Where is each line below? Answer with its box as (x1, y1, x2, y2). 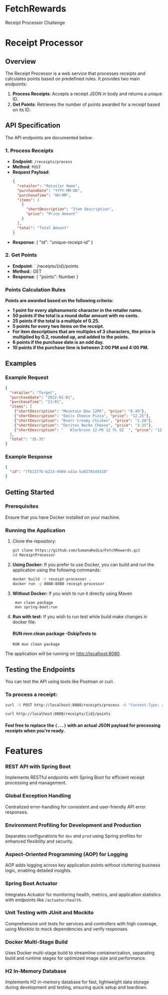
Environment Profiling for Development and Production (5, 822, 141, 829)
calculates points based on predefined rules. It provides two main (5, 76, 140, 82)
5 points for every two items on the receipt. (12, 323, 104, 329)
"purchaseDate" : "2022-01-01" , (9, 394, 75, 400)
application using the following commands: (12, 567, 101, 573)
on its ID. (12, 106, 31, 113)
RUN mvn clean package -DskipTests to (12, 630, 96, 637)
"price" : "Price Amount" (25, 212, 78, 217)
